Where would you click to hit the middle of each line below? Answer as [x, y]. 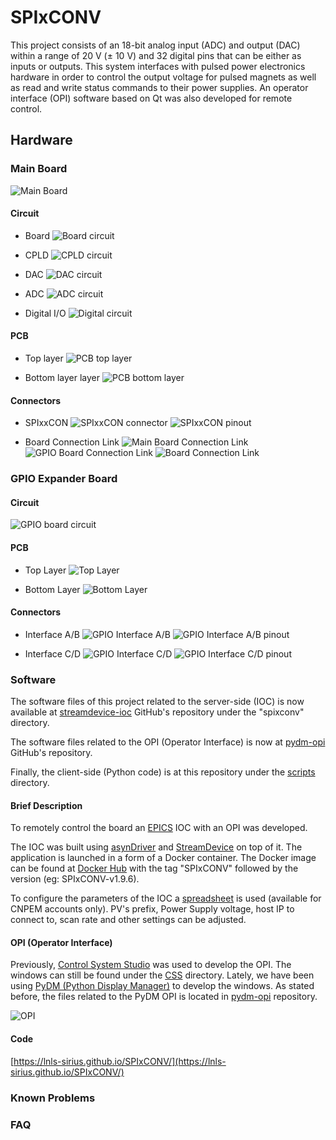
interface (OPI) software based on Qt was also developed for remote [151, 98]
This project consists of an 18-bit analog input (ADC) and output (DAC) [155, 45]
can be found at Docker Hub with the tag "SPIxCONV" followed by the [154, 868]
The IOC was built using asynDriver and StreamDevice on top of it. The [156, 847]
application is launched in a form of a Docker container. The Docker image [163, 858]
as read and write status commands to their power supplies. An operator [159, 87]
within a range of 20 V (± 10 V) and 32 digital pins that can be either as [156, 55]
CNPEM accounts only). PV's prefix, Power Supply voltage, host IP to [152, 909]
